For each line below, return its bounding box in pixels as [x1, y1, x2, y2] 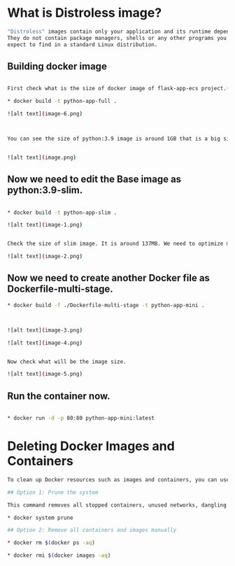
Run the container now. [7, 390, 111, 402]
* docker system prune [7, 514, 73, 521]
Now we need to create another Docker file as [7, 272, 210, 284]
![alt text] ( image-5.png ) [7, 371, 83, 378]
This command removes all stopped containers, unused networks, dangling [7, 502, 227, 509]
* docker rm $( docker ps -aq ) [7, 539, 96, 546]
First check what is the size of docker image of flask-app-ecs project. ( [7, 85, 230, 92]
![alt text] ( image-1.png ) [7, 222, 83, 229]
